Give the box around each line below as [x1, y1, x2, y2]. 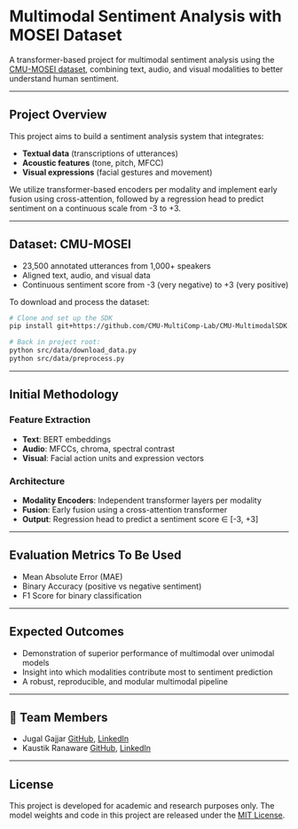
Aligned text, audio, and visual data [21, 270, 151, 280]
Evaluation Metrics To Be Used [9, 548, 182, 563]
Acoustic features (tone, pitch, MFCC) [21, 157, 164, 168]
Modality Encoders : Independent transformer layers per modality [21, 495, 262, 505]
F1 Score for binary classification [21, 590, 142, 600]
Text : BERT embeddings [21, 434, 112, 444]
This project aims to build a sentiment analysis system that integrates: [9, 130, 264, 141]
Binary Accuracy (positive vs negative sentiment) [21, 581, 202, 591]
